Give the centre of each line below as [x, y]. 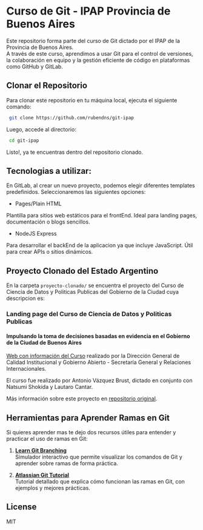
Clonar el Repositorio [47, 86]
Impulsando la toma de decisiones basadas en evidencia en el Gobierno [98, 336]
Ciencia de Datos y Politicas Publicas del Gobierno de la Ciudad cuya [92, 292]
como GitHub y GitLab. [35, 66]
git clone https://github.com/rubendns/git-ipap [72, 118]
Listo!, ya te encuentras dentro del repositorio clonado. [75, 152]
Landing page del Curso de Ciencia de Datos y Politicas [89, 314]
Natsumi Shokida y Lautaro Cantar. [50, 387]
